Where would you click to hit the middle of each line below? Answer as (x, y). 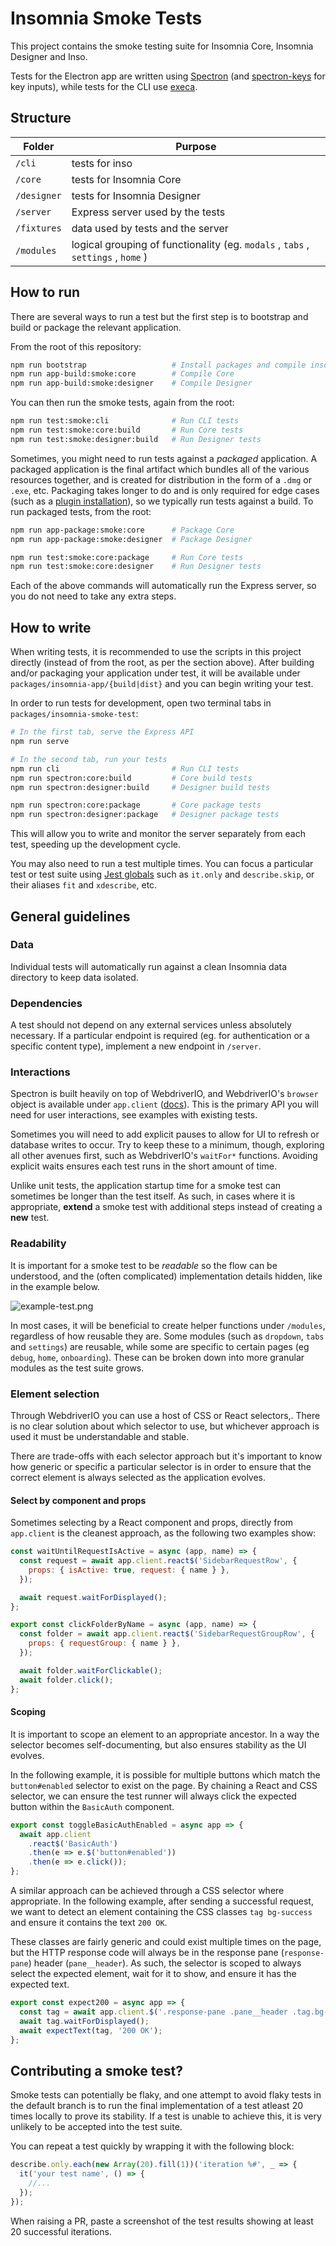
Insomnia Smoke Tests (106, 18)
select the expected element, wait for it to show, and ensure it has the (153, 1974)
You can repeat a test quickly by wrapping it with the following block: (152, 2146)
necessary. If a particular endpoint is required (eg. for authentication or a (160, 1036)
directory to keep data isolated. (74, 977)
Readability (38, 1244)
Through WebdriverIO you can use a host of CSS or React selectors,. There (165, 1415)
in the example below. (55, 1286)
